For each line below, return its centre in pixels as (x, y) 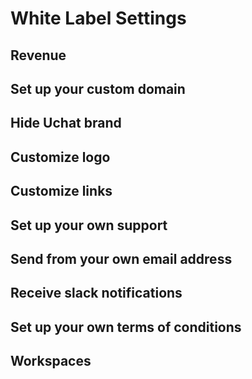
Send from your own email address (121, 258)
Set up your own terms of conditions (126, 327)
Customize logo (60, 157)
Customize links (61, 191)
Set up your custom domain (98, 88)
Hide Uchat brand (66, 123)
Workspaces (51, 361)
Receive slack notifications (96, 293)
